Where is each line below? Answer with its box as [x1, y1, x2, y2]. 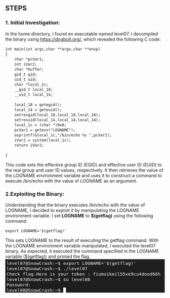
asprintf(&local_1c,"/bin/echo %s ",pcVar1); [14, 133, 112, 138]
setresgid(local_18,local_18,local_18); [14, 112, 101, 117]
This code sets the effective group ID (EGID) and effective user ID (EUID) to [5, 161, 162, 167]
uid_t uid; [14, 77, 37, 82]
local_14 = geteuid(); [14, 107, 62, 112]
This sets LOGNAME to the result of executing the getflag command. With [5, 237, 159, 243]
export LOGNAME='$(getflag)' [5, 228, 67, 233]
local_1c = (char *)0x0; [14, 122, 67, 127]
